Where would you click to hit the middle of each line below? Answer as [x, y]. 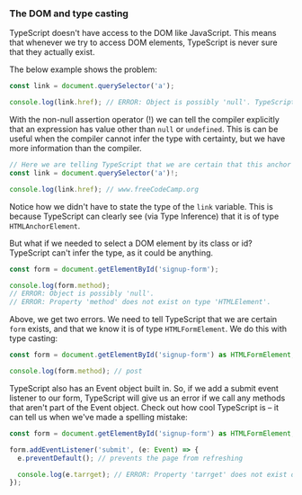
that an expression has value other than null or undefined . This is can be [144, 130]
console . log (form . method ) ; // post [76, 372]
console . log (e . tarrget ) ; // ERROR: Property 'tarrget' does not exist [152, 474]
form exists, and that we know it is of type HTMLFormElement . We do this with [148, 329]
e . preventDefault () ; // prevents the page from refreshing [130, 458]
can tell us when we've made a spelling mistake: [99, 417]
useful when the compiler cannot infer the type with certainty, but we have [147, 139]
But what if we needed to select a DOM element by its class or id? [131, 243]
